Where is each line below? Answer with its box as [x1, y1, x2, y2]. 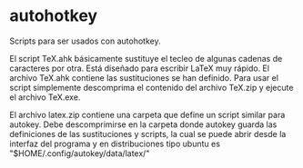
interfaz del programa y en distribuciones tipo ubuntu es [9, 138, 221, 149]
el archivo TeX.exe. [9, 92, 81, 103]
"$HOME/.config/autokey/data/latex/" [9, 147, 150, 159]
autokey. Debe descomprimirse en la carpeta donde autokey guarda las [9, 119, 278, 130]
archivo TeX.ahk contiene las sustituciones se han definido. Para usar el [9, 72, 279, 83]
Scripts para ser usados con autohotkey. [9, 35, 161, 46]
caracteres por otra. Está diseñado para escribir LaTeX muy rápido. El [9, 63, 270, 74]
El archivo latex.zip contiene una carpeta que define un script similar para [9, 109, 286, 120]
